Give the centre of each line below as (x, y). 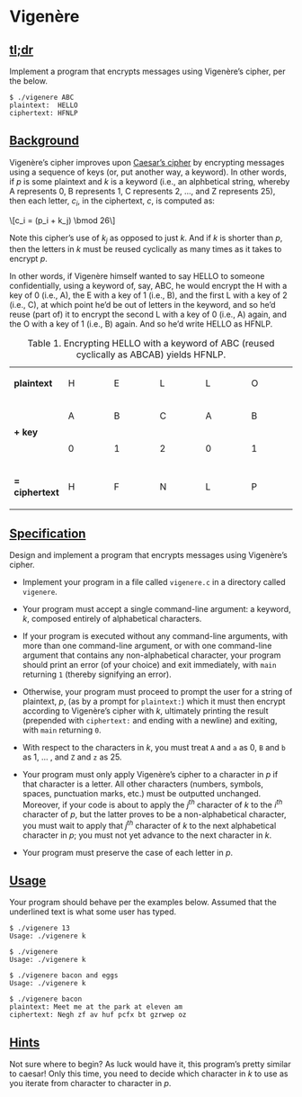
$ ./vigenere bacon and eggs (64, 976)
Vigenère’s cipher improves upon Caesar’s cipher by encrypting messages (147, 162)
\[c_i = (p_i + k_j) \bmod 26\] (62, 220)
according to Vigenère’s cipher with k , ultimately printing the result (145, 711)
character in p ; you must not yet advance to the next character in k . (147, 835)
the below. (28, 81)
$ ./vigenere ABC (42, 97)
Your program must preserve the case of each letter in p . (128, 852)
